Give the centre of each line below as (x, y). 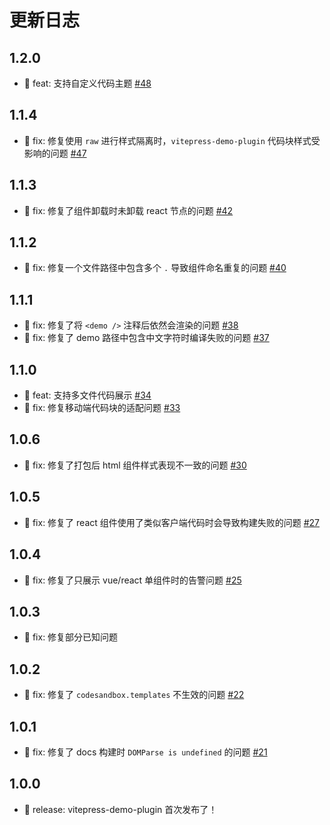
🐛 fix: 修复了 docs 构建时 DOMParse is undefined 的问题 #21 (145, 752)
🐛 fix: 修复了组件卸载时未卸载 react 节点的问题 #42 (128, 210)
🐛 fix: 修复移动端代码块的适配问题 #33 (102, 408)
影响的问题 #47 (55, 153)
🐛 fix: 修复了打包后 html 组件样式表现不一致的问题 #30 (135, 465)
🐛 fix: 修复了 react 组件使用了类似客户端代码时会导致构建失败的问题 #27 (172, 522)
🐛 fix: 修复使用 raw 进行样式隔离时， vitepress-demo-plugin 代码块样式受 (172, 140)
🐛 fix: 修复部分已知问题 (71, 637)
